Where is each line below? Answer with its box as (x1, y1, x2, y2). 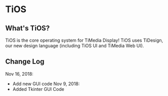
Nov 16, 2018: (5, 71, 34, 77)
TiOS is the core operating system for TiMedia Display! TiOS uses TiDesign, (5, 37, 163, 43)
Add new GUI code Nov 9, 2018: (12, 80, 80, 87)
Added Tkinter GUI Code (12, 86, 64, 92)
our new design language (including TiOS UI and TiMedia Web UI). (5, 43, 144, 49)
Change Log (5, 57, 45, 66)
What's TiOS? (5, 24, 50, 33)
